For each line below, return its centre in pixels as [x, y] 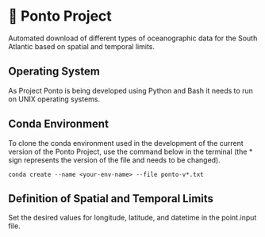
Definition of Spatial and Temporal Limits [111, 199]
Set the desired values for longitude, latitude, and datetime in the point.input [132, 218]
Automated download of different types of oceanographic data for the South [133, 38]
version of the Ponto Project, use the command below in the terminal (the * [131, 151]
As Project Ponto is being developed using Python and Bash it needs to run [131, 90]
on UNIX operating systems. [54, 99]
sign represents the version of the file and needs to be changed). [114, 160]
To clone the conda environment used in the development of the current [126, 143]
